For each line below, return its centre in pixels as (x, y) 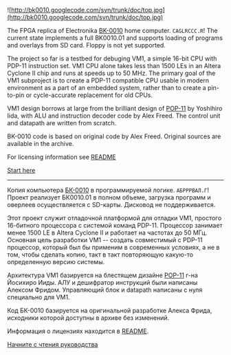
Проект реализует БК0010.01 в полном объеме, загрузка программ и (109, 197)
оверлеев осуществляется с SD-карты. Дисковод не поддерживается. (111, 205)
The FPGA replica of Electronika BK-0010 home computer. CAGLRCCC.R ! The (112, 31)
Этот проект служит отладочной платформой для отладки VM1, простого (114, 218)
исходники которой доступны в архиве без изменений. (88, 318)
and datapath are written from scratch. (62, 123)
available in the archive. (41, 143)
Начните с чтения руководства (53, 344)
